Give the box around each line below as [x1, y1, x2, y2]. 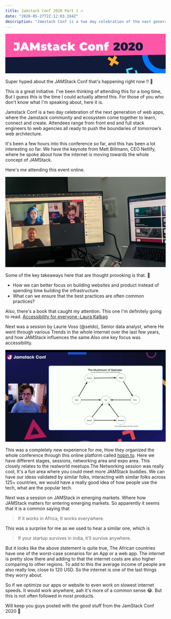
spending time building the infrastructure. [12, 288, 100, 294]
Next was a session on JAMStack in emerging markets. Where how [5, 495, 146, 501]
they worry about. [5, 572, 43, 578]
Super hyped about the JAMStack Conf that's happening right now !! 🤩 [5, 78, 154, 84]
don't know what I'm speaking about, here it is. [5, 99, 103, 105]
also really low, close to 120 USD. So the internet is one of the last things [5, 566, 157, 573]
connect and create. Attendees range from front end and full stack [5, 120, 145, 126]
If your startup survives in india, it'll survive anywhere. [17, 535, 131, 541]
